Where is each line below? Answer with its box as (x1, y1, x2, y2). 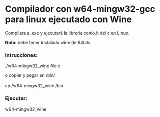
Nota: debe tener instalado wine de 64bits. (5, 39, 92, 45)
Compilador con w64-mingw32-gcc (5, 3, 156, 15)
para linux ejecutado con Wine (5, 14, 132, 25)
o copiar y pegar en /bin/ (5, 72, 55, 78)
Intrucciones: (5, 51, 38, 58)
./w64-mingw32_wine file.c (5, 63, 60, 69)
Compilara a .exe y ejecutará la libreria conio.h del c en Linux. (5, 30, 130, 36)
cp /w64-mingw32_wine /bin (5, 83, 64, 89)
